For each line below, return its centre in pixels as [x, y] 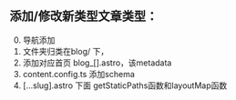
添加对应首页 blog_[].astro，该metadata [97, 63]
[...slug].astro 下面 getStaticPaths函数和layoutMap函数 [125, 85]
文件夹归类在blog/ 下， [66, 51]
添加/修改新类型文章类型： [84, 16]
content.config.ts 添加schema [78, 74]
